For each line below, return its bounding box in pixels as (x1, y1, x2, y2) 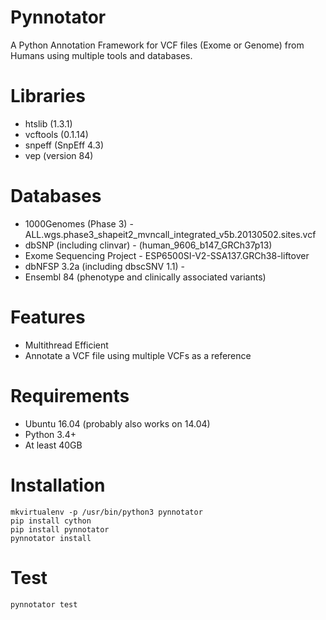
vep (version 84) (24, 149, 94, 161)
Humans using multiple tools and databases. (10, 49, 193, 61)
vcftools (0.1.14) (24, 128, 89, 140)
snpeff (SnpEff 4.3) (24, 139, 105, 151)
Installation (10, 474, 106, 496)
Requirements (10, 384, 130, 407)
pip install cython (10, 516, 92, 526)
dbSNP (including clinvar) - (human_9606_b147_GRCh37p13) (24, 239, 273, 251)
